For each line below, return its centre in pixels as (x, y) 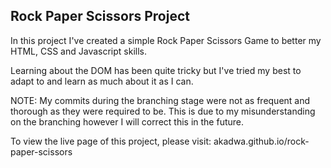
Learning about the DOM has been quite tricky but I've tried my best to (156, 70)
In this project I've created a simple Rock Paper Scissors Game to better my (166, 40)
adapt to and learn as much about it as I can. (102, 81)
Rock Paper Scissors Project (100, 16)
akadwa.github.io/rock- (261, 141)
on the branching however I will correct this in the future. (127, 121)
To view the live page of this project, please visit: (111, 141)
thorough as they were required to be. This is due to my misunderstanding (163, 111)
